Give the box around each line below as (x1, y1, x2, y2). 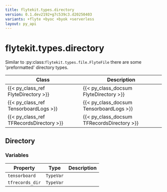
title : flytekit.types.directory (5, 7, 75, 12)
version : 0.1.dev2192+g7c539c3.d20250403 (5, 12, 92, 17)
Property (13, 164, 35, 171)
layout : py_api (5, 21, 37, 26)
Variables (5, 152, 29, 159)
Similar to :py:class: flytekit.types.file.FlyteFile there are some (5, 59, 142, 65)
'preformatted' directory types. (5, 64, 69, 70)
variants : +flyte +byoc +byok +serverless (5, 16, 94, 21)
